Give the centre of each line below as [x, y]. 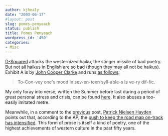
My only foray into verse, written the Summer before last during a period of [83, 91]
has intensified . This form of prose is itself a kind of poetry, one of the [77, 122]
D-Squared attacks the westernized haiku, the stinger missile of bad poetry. [83, 61]
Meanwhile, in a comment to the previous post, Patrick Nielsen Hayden [78, 112]
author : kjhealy [22, 10]
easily [11, 102]
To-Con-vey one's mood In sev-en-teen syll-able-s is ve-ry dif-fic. [86, 82]
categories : [18, 43]
